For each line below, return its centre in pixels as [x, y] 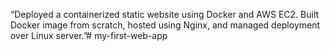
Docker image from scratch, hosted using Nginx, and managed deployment [165, 25]
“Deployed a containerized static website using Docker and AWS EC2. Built [165, 14]
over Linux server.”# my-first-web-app [89, 35]
